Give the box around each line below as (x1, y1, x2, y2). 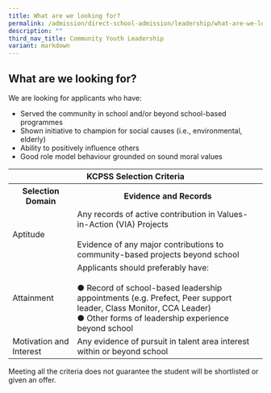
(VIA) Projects (115, 219, 169, 230)
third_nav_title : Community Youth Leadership (8, 34, 164, 43)
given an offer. (8, 374, 56, 384)
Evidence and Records (123, 190, 212, 202)
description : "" (8, 27, 63, 35)
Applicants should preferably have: (77, 261, 210, 273)
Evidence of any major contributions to (77, 239, 224, 250)
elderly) (19, 134, 47, 144)
